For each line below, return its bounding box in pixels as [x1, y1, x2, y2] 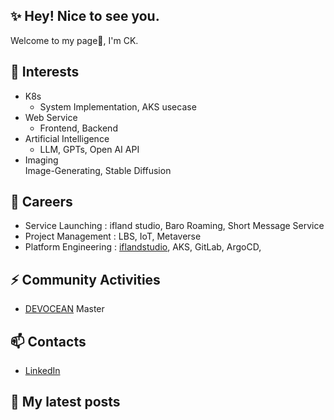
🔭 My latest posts [10, 394, 121, 411]
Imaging [24, 154, 59, 166]
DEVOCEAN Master [24, 303, 105, 315]
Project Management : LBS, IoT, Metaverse [24, 230, 202, 243]
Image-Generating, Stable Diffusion [24, 164, 172, 176]
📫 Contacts [10, 333, 87, 350]
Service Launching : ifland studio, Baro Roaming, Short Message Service [24, 220, 325, 232]
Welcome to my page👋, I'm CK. [10, 34, 139, 46]
